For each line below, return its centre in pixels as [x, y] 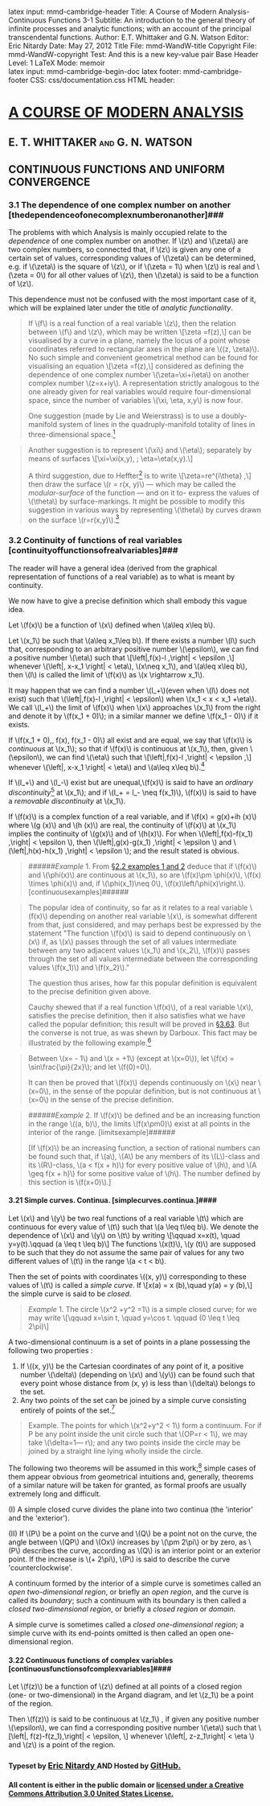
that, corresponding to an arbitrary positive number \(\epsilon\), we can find [134, 649]
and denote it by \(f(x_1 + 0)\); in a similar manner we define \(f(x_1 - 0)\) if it [133, 716]
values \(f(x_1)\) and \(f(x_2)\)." [79, 967]
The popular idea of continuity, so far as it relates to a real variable [138, 907]
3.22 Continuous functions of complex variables [91, 1660]
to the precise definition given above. [90, 991]
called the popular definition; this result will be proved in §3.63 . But [139, 1024]
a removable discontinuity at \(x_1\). [67, 800]
